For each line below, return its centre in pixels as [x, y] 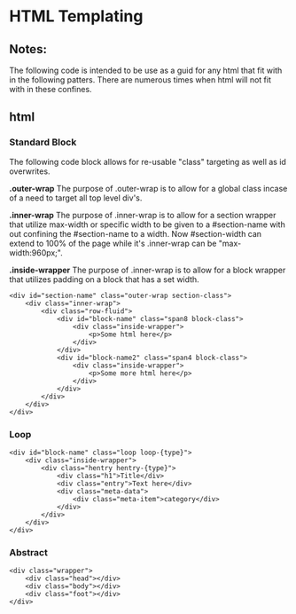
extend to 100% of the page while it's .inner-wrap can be [113, 243]
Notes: [28, 49]
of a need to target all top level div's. [76, 198]
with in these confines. [51, 89]
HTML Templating [76, 16]
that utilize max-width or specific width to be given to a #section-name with [147, 224]
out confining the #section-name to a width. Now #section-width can [136, 233]
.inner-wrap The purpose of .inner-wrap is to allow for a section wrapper [143, 215]
